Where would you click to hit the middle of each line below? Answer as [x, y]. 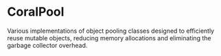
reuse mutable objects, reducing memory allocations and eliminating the [109, 38]
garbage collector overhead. [47, 45]
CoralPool [36, 12]
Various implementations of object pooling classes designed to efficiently [111, 31]
